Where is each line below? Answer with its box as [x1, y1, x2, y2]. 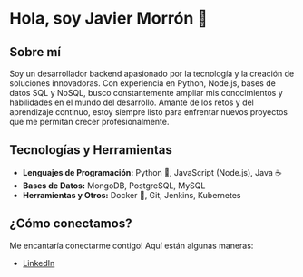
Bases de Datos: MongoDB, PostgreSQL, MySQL [22, 180, 206, 191]
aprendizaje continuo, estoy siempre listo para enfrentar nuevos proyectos [9, 107, 288, 117]
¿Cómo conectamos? [9, 216, 132, 232]
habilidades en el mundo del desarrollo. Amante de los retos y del [9, 97, 254, 108]
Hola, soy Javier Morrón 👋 [9, 8, 209, 29]
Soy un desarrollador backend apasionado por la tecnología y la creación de [9, 68, 295, 79]
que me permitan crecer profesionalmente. [9, 117, 170, 127]
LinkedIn [22, 257, 55, 268]
